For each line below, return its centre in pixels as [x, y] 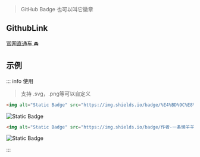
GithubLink [27, 28]
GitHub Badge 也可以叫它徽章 [57, 9]
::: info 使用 [20, 81]
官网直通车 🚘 [22, 43]
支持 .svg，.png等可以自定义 [56, 94]
